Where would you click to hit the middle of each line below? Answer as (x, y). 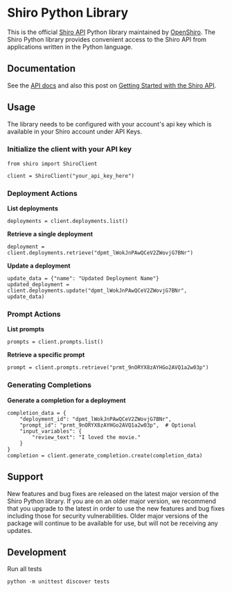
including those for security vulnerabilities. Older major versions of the (108, 516)
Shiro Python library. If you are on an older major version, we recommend (112, 501)
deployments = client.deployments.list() (68, 221)
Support (25, 477)
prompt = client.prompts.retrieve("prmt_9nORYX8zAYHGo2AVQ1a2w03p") (108, 368)
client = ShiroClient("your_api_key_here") (71, 176)
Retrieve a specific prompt (46, 355)
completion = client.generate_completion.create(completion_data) (105, 455)
